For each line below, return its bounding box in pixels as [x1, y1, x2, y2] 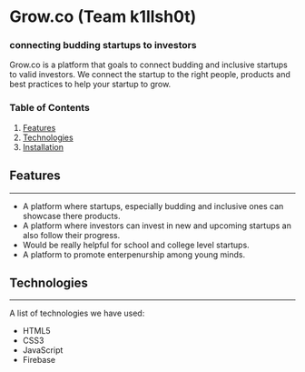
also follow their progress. [22, 229, 121, 240]
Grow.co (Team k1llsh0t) [9, 6, 197, 27]
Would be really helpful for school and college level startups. [22, 239, 250, 250]
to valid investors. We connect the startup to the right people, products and [9, 69, 290, 80]
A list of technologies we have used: [9, 307, 145, 319]
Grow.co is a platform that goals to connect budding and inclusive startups [9, 59, 289, 70]
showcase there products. [22, 210, 121, 221]
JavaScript [22, 345, 64, 356]
